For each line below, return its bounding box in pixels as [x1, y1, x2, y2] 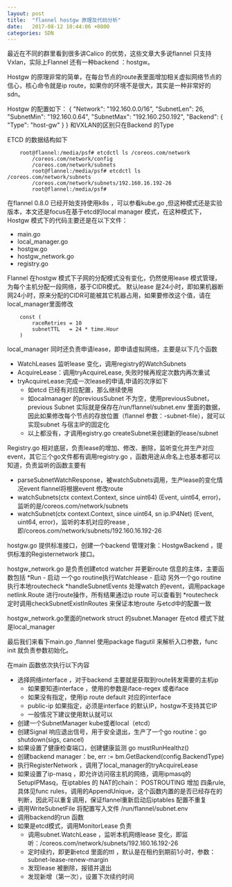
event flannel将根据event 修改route [23, 485, 123, 493]
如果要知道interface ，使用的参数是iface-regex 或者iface [27, 684, 189, 693]
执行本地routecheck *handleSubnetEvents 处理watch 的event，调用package [7, 582, 225, 590]
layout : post [7, 10, 45, 17]
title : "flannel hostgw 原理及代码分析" [7, 17, 121, 24]
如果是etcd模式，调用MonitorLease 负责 [17, 822, 132, 830]
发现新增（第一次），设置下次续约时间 [27, 872, 134, 881]
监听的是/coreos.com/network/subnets [17, 502, 129, 510]
